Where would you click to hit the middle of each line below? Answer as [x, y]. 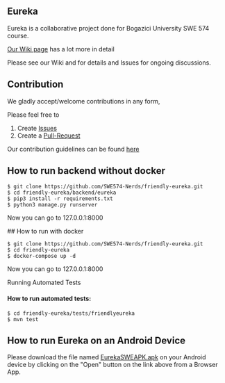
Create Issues [37, 128]
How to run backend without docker [86, 171]
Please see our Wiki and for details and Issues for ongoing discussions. [109, 63]
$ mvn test [23, 319]
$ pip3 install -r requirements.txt [60, 199]
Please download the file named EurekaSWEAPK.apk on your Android [107, 357]
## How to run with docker [45, 231]
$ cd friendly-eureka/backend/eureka [62, 193]
